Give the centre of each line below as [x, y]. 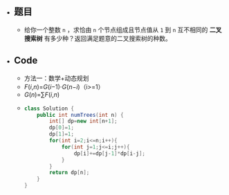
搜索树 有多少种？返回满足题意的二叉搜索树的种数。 [98, 38]
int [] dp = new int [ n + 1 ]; [83, 121]
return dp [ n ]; [69, 173]
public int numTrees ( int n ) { [80, 115]
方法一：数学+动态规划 [56, 78]
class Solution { [49, 109]
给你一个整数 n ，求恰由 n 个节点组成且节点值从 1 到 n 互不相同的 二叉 [123, 30]
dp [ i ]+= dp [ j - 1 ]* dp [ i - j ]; [109, 154]
